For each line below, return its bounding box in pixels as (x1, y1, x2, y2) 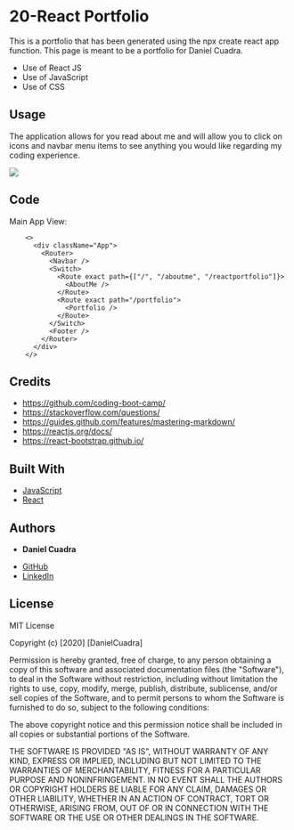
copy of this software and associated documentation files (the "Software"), (9, 663, 285, 674)
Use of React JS (21, 62, 82, 73)
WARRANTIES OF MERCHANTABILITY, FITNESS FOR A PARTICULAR (9, 764, 261, 776)
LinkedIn (21, 571, 54, 581)
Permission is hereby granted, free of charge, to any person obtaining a (9, 655, 272, 665)
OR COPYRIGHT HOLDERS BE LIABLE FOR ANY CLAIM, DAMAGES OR (9, 784, 267, 794)
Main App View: (9, 216, 68, 226)
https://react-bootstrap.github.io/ (21, 435, 144, 446)
